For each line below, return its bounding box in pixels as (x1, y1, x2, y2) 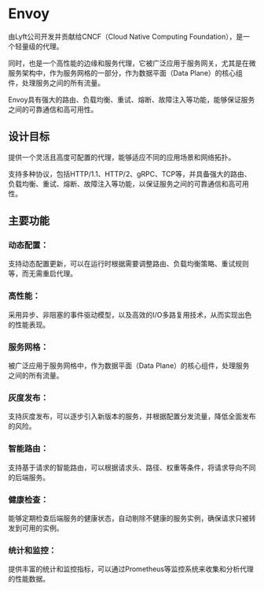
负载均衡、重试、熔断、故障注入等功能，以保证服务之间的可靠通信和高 (8, 179, 236, 188)
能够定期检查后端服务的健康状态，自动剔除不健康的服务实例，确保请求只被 (8, 513, 249, 522)
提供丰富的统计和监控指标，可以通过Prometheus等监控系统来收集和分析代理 (8, 564, 254, 574)
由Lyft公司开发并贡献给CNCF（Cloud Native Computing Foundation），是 (8, 32, 244, 41)
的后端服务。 (8, 472, 49, 481)
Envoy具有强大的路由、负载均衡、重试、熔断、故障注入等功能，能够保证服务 (8, 95, 255, 104)
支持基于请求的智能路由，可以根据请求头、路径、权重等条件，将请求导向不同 (8, 463, 256, 472)
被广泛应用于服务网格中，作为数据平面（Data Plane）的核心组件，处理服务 (8, 361, 250, 370)
